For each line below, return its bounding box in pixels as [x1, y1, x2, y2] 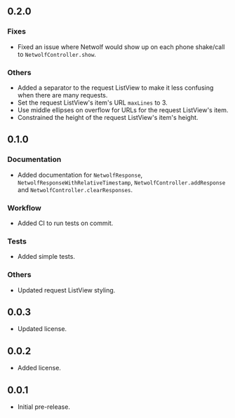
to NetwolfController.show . [17, 50, 97, 58]
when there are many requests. [17, 90, 108, 99]
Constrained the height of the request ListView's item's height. [17, 113, 199, 121]
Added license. [17, 364, 62, 372]
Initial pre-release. [17, 403, 70, 411]
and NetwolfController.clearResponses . [17, 185, 133, 194]
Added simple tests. [17, 252, 76, 261]
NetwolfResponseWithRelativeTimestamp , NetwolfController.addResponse [17, 178, 226, 187]
